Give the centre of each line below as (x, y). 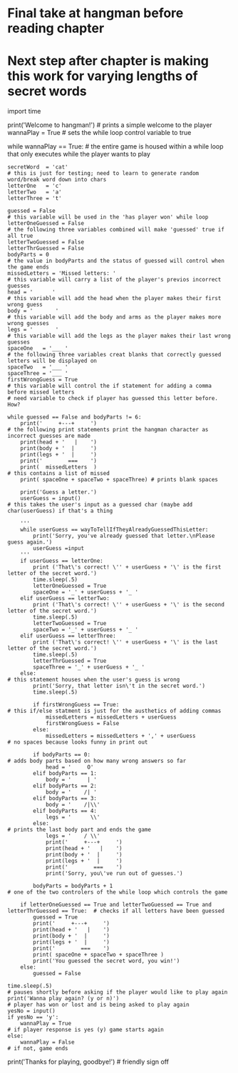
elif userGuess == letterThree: (68, 636)
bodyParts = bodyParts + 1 (73, 886)
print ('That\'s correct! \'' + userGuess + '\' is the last (126, 642)
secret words (47, 91)
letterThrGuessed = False (46, 249)
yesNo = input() (31, 1011)
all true (20, 236)
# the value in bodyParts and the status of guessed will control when (116, 261)
